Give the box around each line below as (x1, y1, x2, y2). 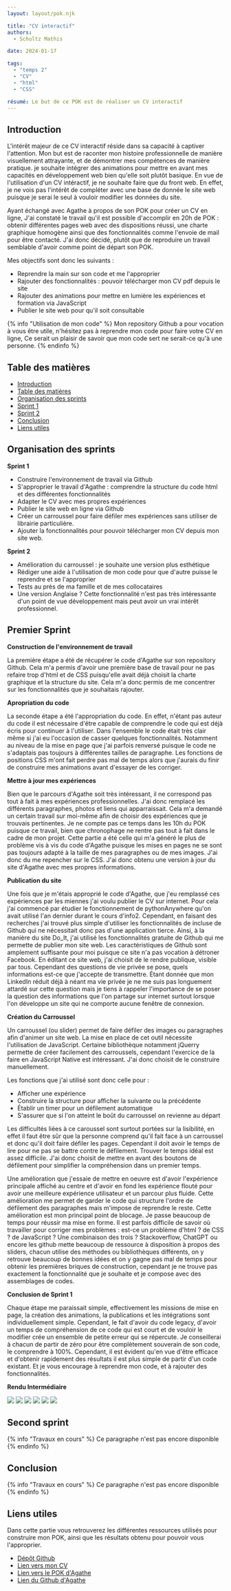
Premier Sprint (7, 624, 71, 636)
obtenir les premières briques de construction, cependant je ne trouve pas (7, 1262, 218, 1270)
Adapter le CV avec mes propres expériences (16, 497, 146, 505)
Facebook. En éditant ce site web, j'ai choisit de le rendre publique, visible (7, 955, 217, 964)
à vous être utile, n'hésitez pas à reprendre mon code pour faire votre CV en (7, 327, 223, 335)
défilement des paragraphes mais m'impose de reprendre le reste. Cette (7, 1203, 212, 1212)
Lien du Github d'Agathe (16, 1576, 86, 1584)
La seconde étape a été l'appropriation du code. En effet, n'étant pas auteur (7, 712, 222, 720)
